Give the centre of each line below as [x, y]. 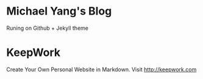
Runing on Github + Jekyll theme [47, 28]
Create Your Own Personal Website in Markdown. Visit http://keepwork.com [101, 69]
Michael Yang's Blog [59, 11]
